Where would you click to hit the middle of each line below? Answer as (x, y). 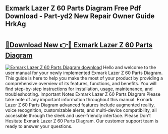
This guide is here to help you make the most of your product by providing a (84, 78)
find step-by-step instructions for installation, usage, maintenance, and (79, 89)
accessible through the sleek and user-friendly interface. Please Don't (78, 116)
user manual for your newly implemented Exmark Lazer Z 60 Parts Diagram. (84, 73)
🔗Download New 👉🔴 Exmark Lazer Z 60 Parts (79, 45)
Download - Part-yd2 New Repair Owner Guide (80, 16)
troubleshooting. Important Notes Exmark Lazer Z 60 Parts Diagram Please (83, 94)
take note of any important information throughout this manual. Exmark (79, 99)
